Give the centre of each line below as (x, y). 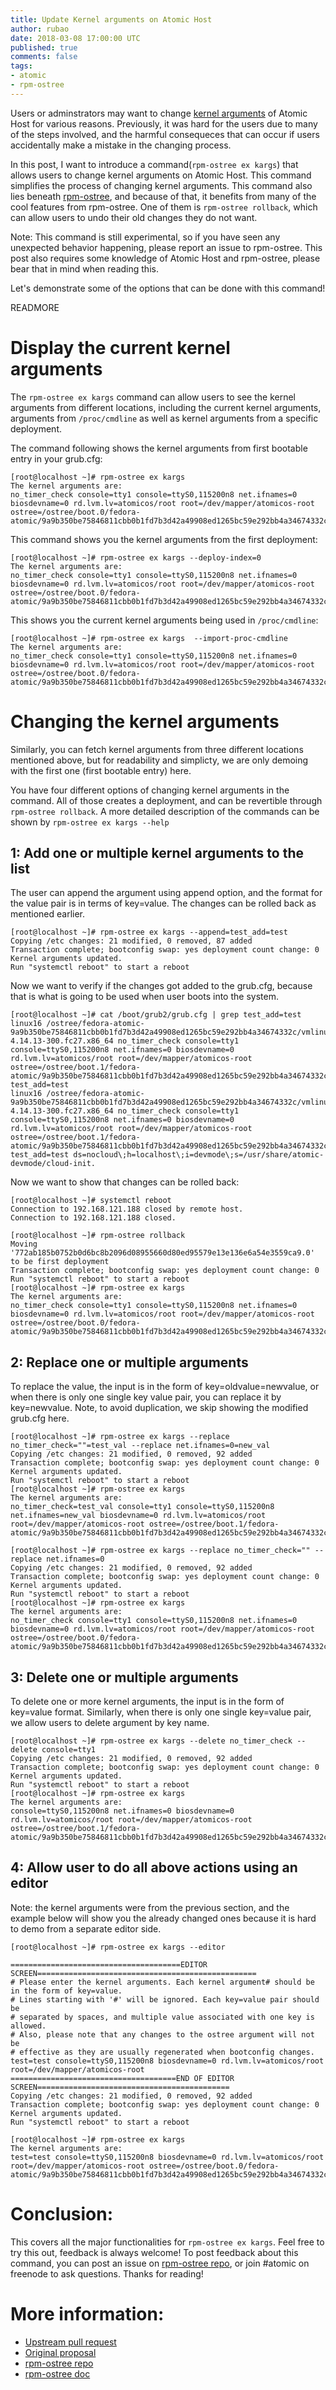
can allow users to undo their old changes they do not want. (134, 217)
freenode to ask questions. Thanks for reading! (107, 2273)
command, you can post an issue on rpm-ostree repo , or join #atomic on (160, 2263)
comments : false (44, 57)
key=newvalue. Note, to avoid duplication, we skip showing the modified (159, 1408)
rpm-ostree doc (57, 2373)
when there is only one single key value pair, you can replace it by (146, 1397)
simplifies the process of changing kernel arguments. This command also (161, 185)
